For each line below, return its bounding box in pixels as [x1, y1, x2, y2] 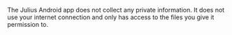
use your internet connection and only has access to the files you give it [7, 13, 215, 21]
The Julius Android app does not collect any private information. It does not [7, 6, 225, 14]
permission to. [7, 21, 49, 28]
